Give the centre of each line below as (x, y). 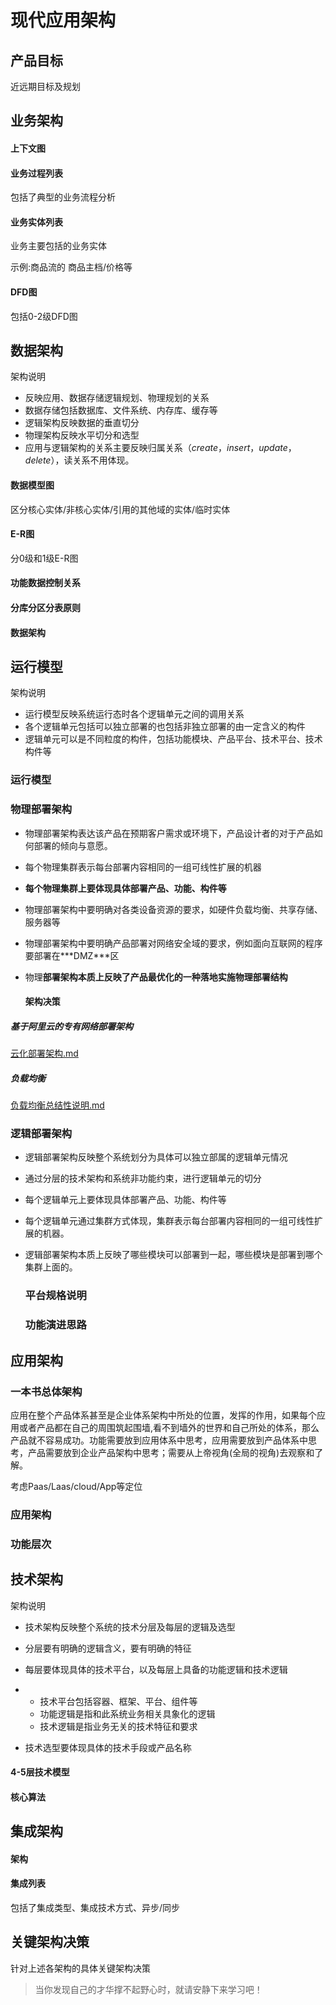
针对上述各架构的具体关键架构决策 (80, 1968)
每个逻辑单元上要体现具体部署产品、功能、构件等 (125, 1200)
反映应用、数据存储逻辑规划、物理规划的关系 (117, 398)
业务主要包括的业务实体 (58, 246)
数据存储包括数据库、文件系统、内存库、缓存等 (121, 410)
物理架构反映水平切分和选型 (82, 435)
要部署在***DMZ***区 (72, 955)
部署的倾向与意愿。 (73, 845)
